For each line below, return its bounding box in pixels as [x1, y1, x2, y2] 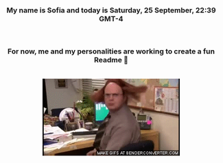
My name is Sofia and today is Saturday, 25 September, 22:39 [5, 5, 217, 15]
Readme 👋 [94, 55, 128, 65]
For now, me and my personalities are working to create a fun [7, 47, 215, 56]
